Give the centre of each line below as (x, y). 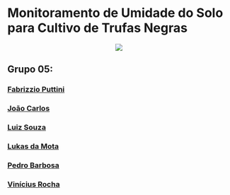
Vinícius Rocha (34, 184)
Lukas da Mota (33, 146)
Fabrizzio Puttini (36, 90)
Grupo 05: (30, 70)
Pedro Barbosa (33, 165)
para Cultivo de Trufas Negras (97, 28)
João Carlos (29, 109)
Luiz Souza (27, 127)
